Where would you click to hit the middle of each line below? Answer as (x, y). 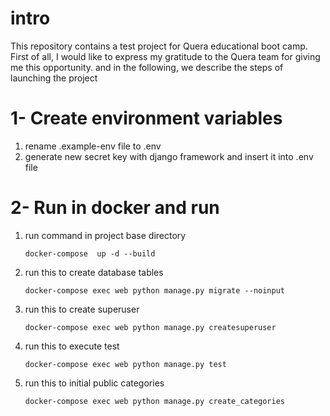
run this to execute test (72, 346)
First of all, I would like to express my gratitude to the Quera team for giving (165, 56)
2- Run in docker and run (115, 208)
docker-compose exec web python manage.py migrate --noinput (155, 290)
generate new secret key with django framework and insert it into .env (169, 156)
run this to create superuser (82, 309)
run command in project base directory (105, 235)
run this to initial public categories (94, 383)
